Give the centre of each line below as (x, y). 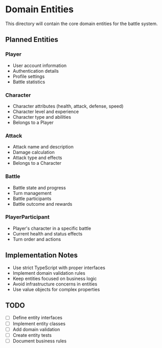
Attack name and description (43, 147)
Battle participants (32, 199)
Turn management (32, 193)
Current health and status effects (48, 233)
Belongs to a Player (33, 122)
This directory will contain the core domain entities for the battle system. (82, 24)
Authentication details (36, 71)
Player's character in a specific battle (52, 228)
